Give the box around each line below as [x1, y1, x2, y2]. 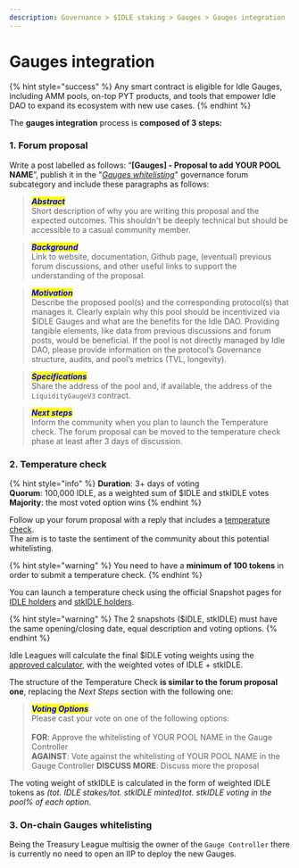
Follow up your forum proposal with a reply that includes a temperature [9, 515, 270, 525]
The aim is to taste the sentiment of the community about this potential [9, 533, 270, 544]
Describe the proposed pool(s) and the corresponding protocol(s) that [30, 296, 289, 308]
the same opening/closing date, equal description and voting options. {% [9, 624, 278, 634]
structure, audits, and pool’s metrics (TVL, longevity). [30, 353, 228, 364]
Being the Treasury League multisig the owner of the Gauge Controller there [9, 839, 290, 850]
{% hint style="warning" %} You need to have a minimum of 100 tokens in [9, 560, 284, 571]
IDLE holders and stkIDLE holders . [9, 597, 135, 608]
